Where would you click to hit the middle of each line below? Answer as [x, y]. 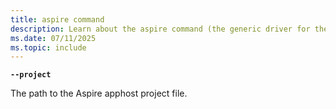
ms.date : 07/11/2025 [53, 38]
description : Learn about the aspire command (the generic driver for [160, 29]
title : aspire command [57, 19]
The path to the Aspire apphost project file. [99, 93]
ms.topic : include [48, 47]
